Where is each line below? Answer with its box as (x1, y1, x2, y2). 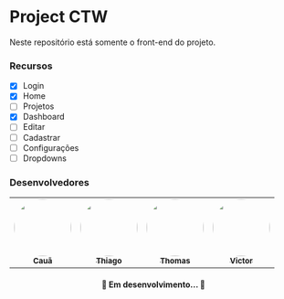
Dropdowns (22, 153, 67, 164)
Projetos (22, 101, 55, 112)
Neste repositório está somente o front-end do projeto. (9, 37, 216, 48)
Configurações (22, 142, 79, 153)
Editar (22, 122, 46, 133)
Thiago (95, 256, 122, 266)
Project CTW (9, 6, 109, 27)
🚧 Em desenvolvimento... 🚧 (101, 279, 205, 290)
